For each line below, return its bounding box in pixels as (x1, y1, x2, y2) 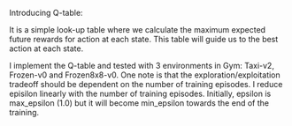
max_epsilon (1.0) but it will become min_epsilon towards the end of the (9, 98, 270, 108)
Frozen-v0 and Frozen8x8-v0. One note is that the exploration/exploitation (9, 70, 280, 80)
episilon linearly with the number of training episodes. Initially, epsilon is (9, 88, 272, 99)
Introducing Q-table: (9, 8, 83, 18)
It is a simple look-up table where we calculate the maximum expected (9, 25, 266, 34)
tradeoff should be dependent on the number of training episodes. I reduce (9, 79, 283, 89)
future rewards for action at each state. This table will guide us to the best (9, 34, 279, 44)
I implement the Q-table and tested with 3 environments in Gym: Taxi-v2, (9, 61, 274, 70)
